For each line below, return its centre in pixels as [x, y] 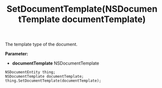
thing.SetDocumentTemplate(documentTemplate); [53, 81]
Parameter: [17, 54]
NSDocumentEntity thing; [30, 72]
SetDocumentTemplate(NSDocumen [82, 9]
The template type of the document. [41, 44]
